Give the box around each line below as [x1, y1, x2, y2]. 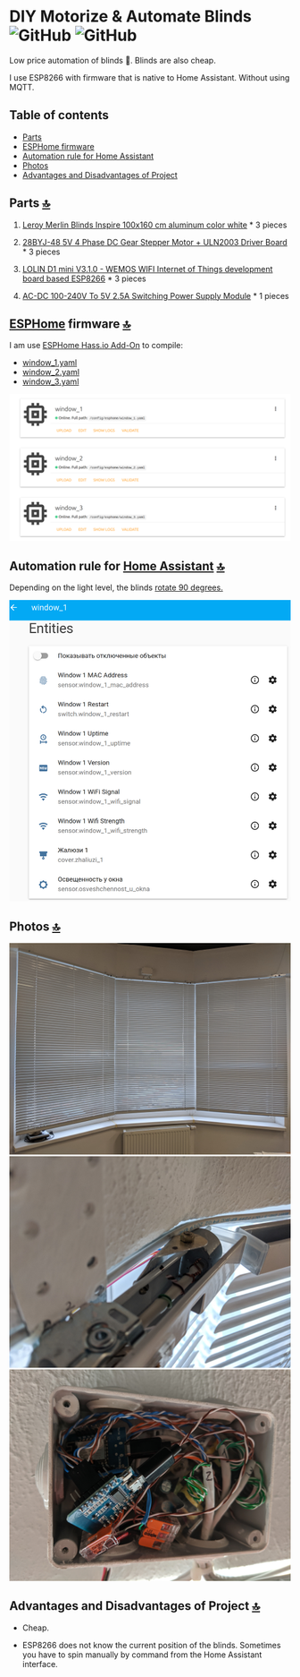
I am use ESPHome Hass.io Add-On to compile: [9, 340, 183, 351]
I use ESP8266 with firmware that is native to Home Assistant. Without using [9, 72, 290, 82]
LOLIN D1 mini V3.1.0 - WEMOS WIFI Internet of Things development [21, 263, 273, 274]
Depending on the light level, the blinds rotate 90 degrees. [9, 582, 223, 593]
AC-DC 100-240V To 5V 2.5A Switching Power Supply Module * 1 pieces [21, 290, 289, 301]
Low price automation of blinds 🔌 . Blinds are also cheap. [9, 55, 216, 65]
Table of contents [9, 107, 109, 123]
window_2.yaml [21, 367, 80, 378]
